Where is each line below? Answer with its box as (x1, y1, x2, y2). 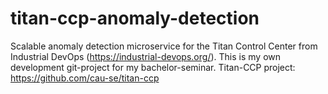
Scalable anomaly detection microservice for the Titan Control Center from (10, 40, 318, 52)
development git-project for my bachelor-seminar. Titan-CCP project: (10, 61, 296, 73)
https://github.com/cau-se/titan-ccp (10, 72, 160, 84)
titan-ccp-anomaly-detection (10, 7, 260, 30)
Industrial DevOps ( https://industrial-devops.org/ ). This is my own (10, 50, 281, 62)
